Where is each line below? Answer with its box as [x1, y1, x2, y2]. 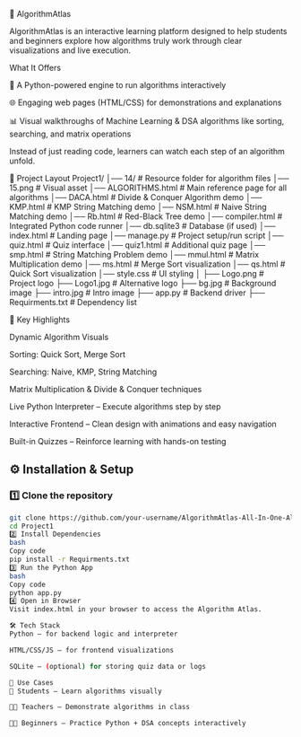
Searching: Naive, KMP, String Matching [9, 366, 158, 377]
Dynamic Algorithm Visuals [9, 332, 109, 342]
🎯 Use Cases [9, 678, 54, 687]
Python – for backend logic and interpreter [9, 629, 178, 639]
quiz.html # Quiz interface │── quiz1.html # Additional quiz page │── [9, 240, 266, 250]
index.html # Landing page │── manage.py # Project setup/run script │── [9, 230, 284, 241]
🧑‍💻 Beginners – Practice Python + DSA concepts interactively [9, 719, 246, 728]
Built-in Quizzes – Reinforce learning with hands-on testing [9, 436, 227, 446]
